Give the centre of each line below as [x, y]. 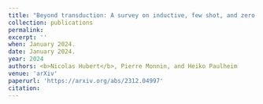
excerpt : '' [28, 37]
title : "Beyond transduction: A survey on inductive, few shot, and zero [132, 15]
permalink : [26, 30]
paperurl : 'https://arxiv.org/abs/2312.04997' [86, 81]
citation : [24, 88]
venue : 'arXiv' [33, 74]
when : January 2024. [42, 45]
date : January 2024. [42, 52]
